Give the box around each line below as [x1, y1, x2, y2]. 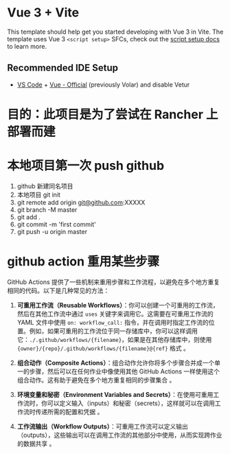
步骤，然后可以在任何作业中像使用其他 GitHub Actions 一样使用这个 [29, 367, 220, 376]
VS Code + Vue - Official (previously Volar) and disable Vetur [16, 80, 190, 89]
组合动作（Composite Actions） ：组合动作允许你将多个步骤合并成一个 [16, 358, 215, 367]
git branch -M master [16, 205, 78, 214]
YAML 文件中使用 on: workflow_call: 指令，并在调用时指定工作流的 [16, 318, 209, 326]
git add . [16, 213, 41, 221]
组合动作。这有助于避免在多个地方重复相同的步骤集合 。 [16, 376, 176, 384]
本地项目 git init [16, 191, 60, 199]
